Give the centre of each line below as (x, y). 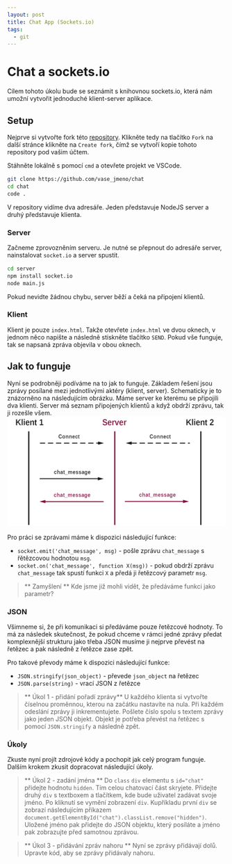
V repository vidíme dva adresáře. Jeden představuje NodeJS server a (108, 207)
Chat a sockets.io (58, 72)
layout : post (26, 15)
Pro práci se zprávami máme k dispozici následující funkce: (92, 537)
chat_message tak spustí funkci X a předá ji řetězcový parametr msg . (112, 573)
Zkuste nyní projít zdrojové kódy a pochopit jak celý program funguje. (107, 760)
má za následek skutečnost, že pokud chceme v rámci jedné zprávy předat (115, 634)
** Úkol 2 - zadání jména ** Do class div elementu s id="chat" (114, 781)
